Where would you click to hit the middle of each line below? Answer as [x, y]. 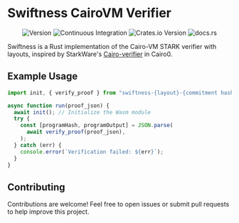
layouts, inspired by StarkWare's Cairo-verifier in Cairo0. [90, 54]
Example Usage [43, 76]
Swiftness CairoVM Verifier [90, 13]
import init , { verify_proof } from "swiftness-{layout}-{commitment [113, 93]
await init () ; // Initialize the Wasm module [83, 112]
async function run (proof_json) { [59, 105]
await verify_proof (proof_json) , [76, 132]
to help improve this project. [48, 212]
